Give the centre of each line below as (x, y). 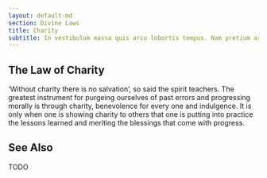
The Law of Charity (56, 70)
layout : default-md (41, 15)
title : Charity (33, 30)
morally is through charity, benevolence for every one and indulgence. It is (130, 106)
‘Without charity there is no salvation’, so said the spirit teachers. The (121, 89)
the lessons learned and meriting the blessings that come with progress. (126, 123)
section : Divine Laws (44, 23)
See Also (31, 148)
